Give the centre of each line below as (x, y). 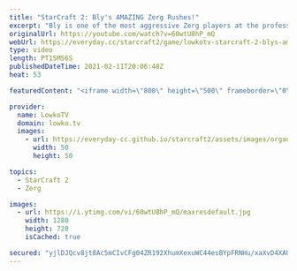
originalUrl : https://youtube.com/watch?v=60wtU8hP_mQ (112, 34)
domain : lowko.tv (49, 123)
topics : (23, 172)
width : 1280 (47, 221)
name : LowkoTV (43, 115)
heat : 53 (25, 75)
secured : (25, 252)
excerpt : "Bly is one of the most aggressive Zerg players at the (134, 26)
